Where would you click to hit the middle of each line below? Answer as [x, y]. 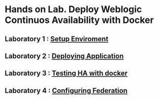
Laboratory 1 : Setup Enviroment [57, 39]
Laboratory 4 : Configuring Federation [66, 91]
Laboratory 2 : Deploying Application [64, 56]
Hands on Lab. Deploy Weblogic [73, 9]
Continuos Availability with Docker [79, 20]
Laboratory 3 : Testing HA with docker [66, 73]
